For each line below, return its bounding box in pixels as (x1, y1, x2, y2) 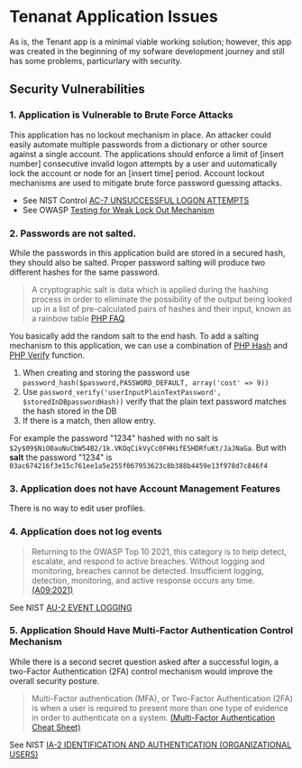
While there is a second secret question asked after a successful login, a (9, 656, 279, 667)
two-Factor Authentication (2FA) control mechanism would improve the (9, 666, 273, 677)
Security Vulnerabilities (9, 81, 146, 97)
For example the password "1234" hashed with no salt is (9, 432, 219, 444)
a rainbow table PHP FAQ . (31, 313, 127, 323)
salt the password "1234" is (9, 452, 113, 463)
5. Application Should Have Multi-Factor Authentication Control (9, 624, 294, 637)
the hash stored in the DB (22, 405, 117, 417)
